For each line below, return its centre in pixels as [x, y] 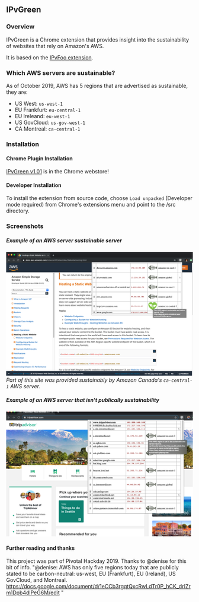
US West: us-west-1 [39, 103]
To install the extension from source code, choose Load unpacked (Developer [99, 198]
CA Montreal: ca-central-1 [47, 129]
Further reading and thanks [41, 548]
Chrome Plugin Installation [39, 158]
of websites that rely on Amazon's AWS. [55, 46]
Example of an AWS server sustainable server [64, 240]
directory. [18, 211]
